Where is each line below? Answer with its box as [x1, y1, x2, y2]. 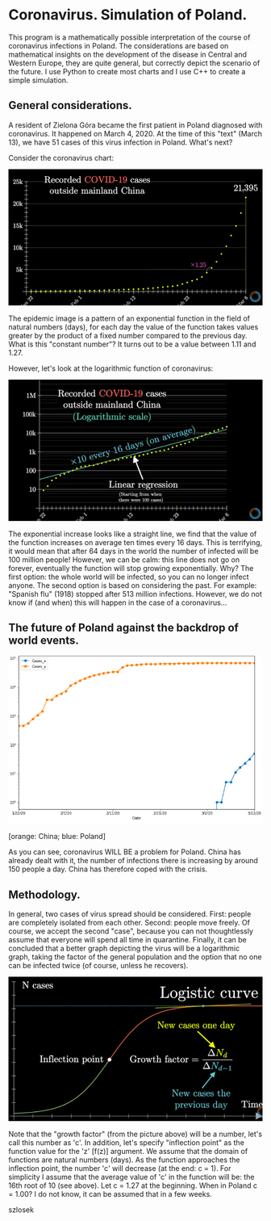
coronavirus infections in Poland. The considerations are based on [8, 40, 229, 50]
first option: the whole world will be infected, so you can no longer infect [8, 572, 249, 581]
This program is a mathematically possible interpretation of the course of [8, 32, 251, 42]
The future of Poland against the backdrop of [8, 621, 240, 635]
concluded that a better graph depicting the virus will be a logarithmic [8, 943, 240, 954]
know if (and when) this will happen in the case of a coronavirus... [8, 598, 227, 607]
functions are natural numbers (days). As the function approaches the [8, 1155, 240, 1164]
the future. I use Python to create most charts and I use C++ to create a [8, 66, 246, 76]
